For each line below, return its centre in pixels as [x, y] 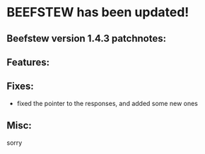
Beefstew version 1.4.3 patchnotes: [87, 38]
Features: [28, 62]
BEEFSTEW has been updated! [98, 12]
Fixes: [20, 87]
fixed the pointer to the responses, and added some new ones [107, 103]
